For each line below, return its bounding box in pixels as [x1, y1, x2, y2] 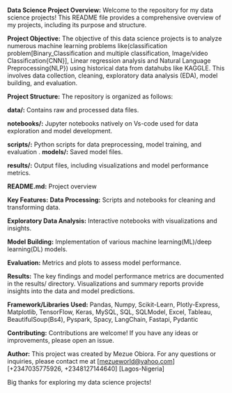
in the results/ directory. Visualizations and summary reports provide [7, 279, 204, 288]
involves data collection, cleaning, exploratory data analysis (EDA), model [7, 71, 218, 80]
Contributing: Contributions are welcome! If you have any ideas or [7, 329, 199, 337]
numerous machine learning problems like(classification [7, 42, 168, 50]
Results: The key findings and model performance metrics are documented [7, 272, 224, 280]
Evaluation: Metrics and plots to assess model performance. [7, 258, 182, 267]
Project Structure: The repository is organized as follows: [7, 92, 173, 101]
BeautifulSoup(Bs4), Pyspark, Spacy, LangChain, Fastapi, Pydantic [7, 316, 199, 323]
